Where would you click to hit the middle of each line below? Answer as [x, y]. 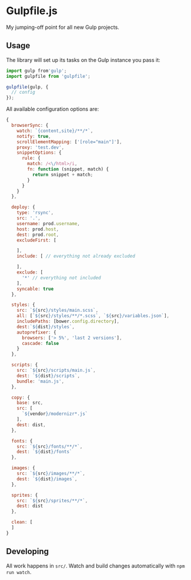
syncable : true [35, 289]
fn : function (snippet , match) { [68, 169]
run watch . [19, 572]
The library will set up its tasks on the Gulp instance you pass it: [83, 60]
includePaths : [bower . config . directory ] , [68, 321]
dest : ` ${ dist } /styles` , [46, 327]
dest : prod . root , [38, 235]
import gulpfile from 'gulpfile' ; [48, 76]
